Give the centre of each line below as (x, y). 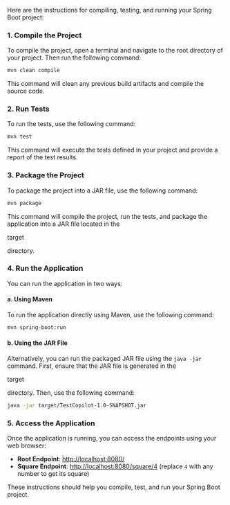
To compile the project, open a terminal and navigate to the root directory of (115, 51)
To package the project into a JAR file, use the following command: (103, 191)
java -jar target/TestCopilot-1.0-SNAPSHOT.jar (77, 406)
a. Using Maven (30, 299)
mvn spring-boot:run (37, 328)
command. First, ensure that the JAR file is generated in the (92, 366)
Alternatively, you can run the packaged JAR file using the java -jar (105, 359)
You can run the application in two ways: (65, 283)
